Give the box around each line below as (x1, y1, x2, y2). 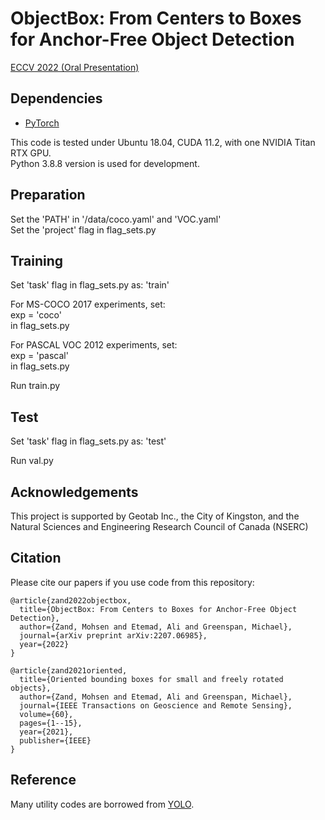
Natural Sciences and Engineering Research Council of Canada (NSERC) (10, 521, 309, 532)
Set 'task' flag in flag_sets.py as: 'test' (10, 435, 167, 447)
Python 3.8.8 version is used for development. (10, 157, 200, 169)
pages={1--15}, (19, 718, 83, 728)
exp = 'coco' (10, 309, 62, 321)
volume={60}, (19, 709, 74, 719)
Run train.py (10, 380, 61, 392)
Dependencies (10, 90, 103, 107)
